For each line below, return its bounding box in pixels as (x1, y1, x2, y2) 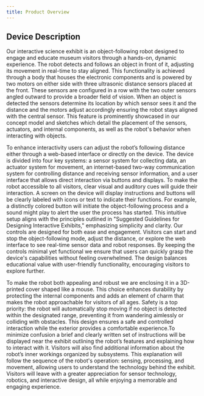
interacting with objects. (6, 132, 67, 139)
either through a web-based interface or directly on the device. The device (6, 150, 194, 158)
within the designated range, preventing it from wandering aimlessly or (6, 312, 184, 319)
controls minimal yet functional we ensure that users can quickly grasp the (6, 248, 194, 255)
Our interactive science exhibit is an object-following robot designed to (6, 48, 185, 55)
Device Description (6, 32, 81, 42)
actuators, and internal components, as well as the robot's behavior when (6, 126, 191, 133)
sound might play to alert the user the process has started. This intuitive (6, 209, 187, 216)
